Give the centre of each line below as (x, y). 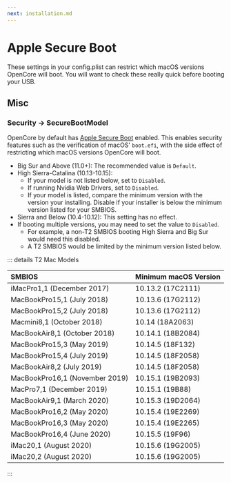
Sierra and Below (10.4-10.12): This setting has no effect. (97, 217)
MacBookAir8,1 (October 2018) (63, 333)
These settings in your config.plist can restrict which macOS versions (106, 67)
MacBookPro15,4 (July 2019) (60, 356)
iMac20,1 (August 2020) (51, 446)
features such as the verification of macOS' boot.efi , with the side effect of (115, 145)
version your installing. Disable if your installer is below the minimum (125, 203)
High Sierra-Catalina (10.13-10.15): (65, 173)
